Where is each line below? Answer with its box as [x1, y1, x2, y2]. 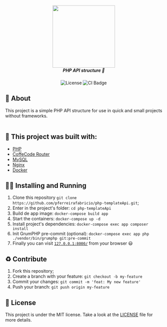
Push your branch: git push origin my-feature [12, 284, 110, 290]
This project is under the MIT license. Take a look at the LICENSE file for [5, 312, 153, 318]
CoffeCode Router [12, 151, 50, 157]
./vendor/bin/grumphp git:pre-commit [12, 236, 91, 241]
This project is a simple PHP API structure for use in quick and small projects [5, 107, 163, 113]
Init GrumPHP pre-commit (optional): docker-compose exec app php [12, 231, 150, 237]
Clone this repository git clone [12, 194, 77, 200]
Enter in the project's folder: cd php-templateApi [12, 205, 111, 211]
